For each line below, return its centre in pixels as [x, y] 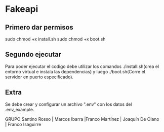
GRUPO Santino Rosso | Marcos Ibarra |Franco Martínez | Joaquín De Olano [82, 119]
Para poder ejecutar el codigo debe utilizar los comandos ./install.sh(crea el [82, 66]
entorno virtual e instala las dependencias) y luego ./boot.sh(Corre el [75, 71]
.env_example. [20, 109]
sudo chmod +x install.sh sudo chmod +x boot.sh [55, 39]
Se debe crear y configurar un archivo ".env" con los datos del [69, 104]
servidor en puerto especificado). [39, 77]
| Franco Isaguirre [23, 124]
